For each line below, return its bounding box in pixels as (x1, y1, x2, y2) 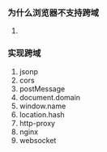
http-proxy (19, 118, 56, 128)
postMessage (19, 83, 66, 94)
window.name (19, 101, 66, 111)
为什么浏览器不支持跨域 (7, 6, 99, 18)
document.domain (19, 92, 81, 102)
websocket (19, 135, 57, 145)
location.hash (19, 109, 66, 119)
